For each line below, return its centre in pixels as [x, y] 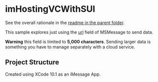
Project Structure [32, 62]
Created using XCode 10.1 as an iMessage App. [53, 74]
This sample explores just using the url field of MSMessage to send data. [79, 32]
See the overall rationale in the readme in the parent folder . [65, 23]
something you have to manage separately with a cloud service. [70, 47]
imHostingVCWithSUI [50, 9]
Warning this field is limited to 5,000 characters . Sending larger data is [78, 41]
